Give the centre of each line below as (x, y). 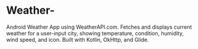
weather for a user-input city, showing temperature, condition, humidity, (95, 33)
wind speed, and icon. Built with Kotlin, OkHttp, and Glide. (77, 39)
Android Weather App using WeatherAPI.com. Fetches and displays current (99, 27)
